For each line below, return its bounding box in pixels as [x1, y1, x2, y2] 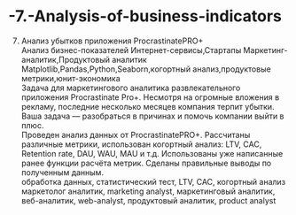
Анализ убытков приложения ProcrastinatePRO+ [20, 35, 204, 46]
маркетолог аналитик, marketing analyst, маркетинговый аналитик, [20, 186, 276, 196]
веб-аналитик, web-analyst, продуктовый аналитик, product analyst [20, 195, 277, 205]
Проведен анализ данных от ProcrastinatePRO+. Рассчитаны [20, 129, 251, 140]
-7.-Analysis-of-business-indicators [8, 6, 283, 27]
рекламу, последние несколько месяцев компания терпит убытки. [20, 101, 276, 111]
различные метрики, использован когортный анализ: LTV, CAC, [20, 139, 262, 150]
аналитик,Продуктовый [20, 54, 111, 65]
